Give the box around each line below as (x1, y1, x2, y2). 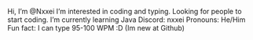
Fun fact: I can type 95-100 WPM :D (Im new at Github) (7, 24, 185, 32)
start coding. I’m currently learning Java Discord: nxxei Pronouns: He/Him (7, 15, 246, 24)
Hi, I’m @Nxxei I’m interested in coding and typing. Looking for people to (7, 7, 242, 16)
